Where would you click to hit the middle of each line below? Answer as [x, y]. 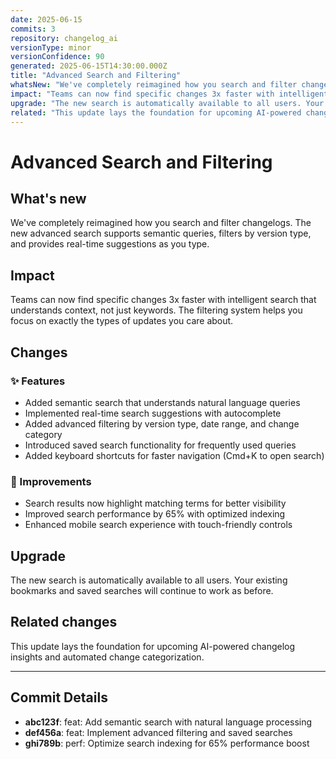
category [43, 434]
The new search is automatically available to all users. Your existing [149, 580]
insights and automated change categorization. [107, 657]
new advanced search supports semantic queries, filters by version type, [161, 233]
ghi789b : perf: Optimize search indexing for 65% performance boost [167, 743]
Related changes [64, 622]
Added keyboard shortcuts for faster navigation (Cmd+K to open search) [174, 455]
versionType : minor [51, 47]
